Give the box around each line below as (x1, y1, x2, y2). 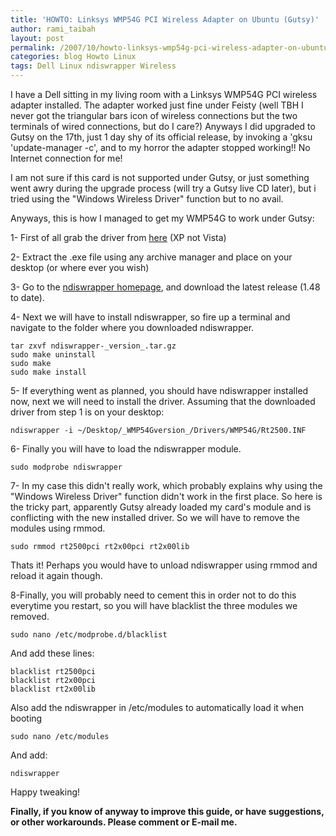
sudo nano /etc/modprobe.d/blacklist (10, 630, 168, 640)
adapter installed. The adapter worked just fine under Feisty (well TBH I (10, 99, 304, 111)
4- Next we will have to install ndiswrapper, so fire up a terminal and (10, 311, 291, 323)
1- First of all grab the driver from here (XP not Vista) (10, 232, 227, 243)
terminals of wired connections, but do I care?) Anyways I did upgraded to (10, 121, 316, 132)
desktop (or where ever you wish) (10, 262, 150, 273)
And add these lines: (10, 647, 95, 659)
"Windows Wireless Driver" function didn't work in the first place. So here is (10, 491, 323, 502)
